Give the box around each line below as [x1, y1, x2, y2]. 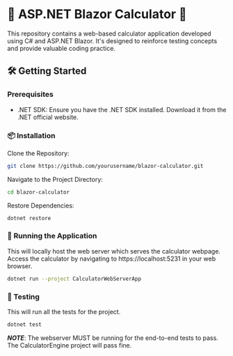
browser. [7, 261, 33, 270]
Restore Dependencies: [7, 201, 74, 210]
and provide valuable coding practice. [7, 44, 116, 52]
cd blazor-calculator [7, 188, 70, 196]
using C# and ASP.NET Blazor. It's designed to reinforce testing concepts [7, 36, 218, 45]
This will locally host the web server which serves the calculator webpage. [7, 247, 221, 255]
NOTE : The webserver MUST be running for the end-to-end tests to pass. [7, 334, 219, 342]
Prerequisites [7, 90, 54, 100]
